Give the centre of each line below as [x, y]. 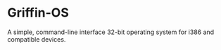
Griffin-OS [38, 13]
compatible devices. [37, 39]
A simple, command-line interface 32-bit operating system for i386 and [111, 32]
